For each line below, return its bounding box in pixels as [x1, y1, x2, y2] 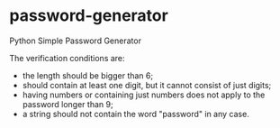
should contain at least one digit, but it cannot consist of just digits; [22, 79, 272, 90]
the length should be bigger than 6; [22, 69, 154, 81]
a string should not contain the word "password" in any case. [22, 108, 249, 119]
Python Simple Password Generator [9, 35, 142, 46]
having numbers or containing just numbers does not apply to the [22, 89, 266, 100]
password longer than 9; [22, 98, 114, 109]
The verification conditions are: [9, 52, 125, 63]
